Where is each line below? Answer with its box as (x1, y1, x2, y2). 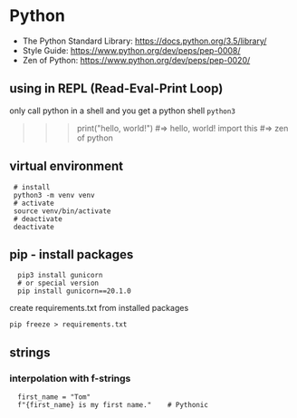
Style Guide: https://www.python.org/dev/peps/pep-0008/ (22, 44, 242, 55)
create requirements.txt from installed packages (9, 303, 189, 314)
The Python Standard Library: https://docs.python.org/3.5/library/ (22, 35, 267, 46)
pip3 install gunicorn (17, 271, 103, 280)
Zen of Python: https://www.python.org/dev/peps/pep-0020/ (22, 54, 251, 65)
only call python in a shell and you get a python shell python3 (9, 105, 235, 116)
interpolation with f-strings (9, 372, 131, 384)
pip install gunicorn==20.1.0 (17, 287, 131, 296)
